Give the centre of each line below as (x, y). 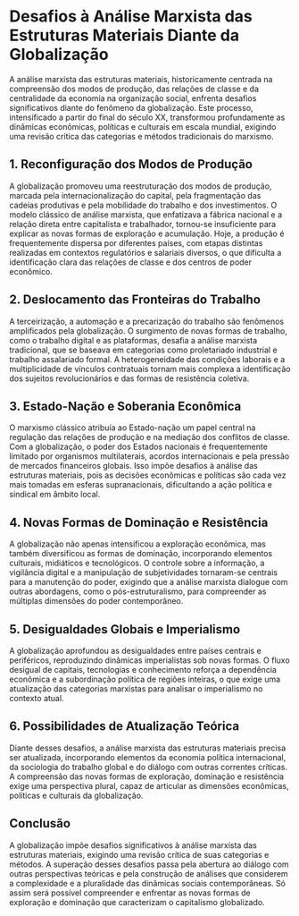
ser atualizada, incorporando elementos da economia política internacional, (148, 757)
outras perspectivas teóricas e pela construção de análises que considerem (149, 873)
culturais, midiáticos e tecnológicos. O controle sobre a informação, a (137, 563)
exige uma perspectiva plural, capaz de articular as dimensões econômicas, (149, 785)
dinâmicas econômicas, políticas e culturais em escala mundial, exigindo (143, 126)
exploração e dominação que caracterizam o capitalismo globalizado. (137, 902)
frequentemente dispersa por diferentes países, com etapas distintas (136, 242)
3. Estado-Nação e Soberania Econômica (125, 406)
